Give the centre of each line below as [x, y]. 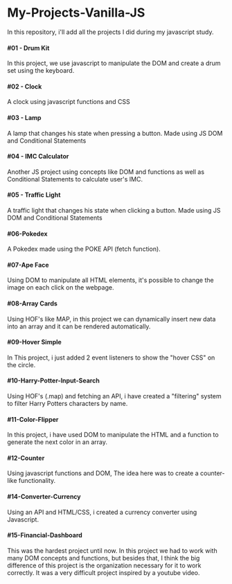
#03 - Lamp [24, 117]
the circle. [21, 364]
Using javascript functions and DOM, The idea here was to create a [103, 473]
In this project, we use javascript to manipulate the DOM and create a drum [114, 63]
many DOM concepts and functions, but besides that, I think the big [104, 558]
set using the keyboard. [41, 71]
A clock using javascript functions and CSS [69, 102]
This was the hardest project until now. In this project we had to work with [112, 550]
